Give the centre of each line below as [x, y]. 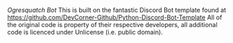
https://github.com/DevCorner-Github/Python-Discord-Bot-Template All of [115, 17]
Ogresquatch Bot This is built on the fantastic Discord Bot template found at [117, 10]
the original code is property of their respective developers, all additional [112, 25]
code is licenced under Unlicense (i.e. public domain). [85, 32]
